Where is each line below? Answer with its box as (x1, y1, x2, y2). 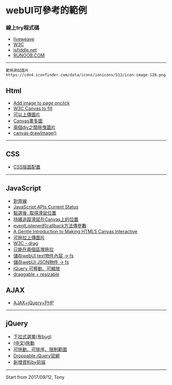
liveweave (13, 36, 35, 42)
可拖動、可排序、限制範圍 (13, 346, 67, 352)
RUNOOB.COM (13, 52, 45, 59)
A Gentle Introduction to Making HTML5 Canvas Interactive (13, 228, 137, 234)
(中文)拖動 (13, 339, 35, 346)
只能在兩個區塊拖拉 (13, 246, 54, 252)
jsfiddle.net (13, 47, 37, 53)
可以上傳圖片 (13, 111, 40, 118)
